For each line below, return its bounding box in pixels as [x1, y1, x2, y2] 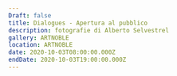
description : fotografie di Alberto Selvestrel [8, 26, 170, 34]
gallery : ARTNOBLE [8, 33, 69, 42]
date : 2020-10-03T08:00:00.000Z [8, 48, 116, 56]
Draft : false [8, 11, 52, 20]
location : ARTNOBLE [8, 41, 73, 49]
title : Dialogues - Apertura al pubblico [8, 19, 148, 27]
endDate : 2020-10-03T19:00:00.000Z [8, 56, 127, 64]
